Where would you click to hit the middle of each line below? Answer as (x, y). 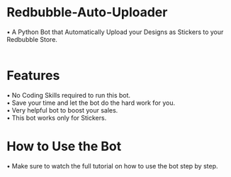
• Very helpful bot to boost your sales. (62, 110)
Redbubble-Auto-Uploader (87, 12)
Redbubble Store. (32, 39)
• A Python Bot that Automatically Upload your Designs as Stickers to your (115, 32)
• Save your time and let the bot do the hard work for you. (91, 103)
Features (33, 76)
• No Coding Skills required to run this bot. (69, 95)
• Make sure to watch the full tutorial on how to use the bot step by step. (112, 166)
